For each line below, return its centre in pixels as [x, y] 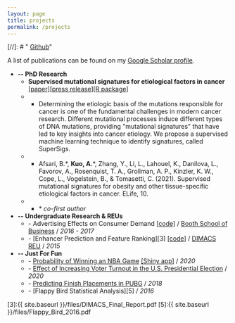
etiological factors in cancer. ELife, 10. [94, 194]
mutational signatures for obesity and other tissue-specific [123, 186]
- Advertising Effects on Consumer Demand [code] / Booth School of [128, 224]
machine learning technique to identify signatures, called [121, 141]
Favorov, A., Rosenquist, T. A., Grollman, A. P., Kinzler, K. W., [126, 171]
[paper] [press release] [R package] [78, 89]
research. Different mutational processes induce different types [131, 119]
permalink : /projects [39, 27]
